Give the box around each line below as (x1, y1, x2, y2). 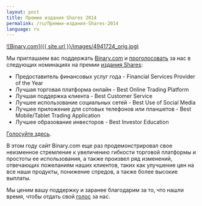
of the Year (15, 79, 44, 87)
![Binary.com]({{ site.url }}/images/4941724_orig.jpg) (6, 43, 139, 50)
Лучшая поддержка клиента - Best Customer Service (15, 92, 153, 100)
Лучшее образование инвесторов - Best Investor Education (15, 119, 169, 126)
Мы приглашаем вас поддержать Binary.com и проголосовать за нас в (6, 54, 191, 62)
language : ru (6, 26, 40, 32)
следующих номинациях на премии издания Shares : (6, 61, 143, 68)
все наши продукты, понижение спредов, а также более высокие (6, 168, 178, 175)
